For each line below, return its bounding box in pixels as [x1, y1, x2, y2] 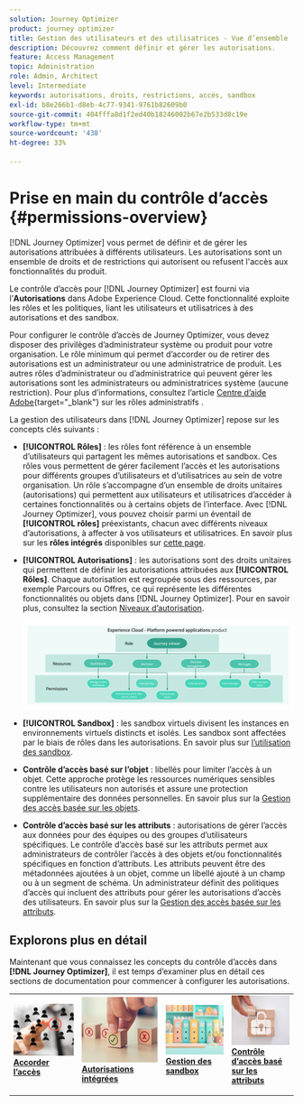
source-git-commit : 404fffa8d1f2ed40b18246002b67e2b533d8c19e [9, 109, 248, 119]
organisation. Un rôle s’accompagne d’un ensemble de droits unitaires [22, 479, 282, 490]
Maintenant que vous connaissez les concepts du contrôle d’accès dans [9, 957, 278, 968]
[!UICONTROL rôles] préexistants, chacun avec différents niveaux [22, 517, 269, 528]
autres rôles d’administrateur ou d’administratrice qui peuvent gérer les [9, 367, 273, 378]
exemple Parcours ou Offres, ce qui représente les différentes [22, 583, 252, 594]
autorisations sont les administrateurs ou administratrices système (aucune [9, 377, 289, 388]
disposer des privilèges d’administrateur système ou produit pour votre [9, 339, 273, 349]
